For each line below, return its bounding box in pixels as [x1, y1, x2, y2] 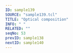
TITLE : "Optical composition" [5, 17, 69, 22]
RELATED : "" [5, 26, 30, 31]
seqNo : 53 [5, 31, 26, 36]
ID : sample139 [5, 7, 35, 13]
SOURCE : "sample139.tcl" [5, 12, 57, 17]
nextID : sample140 [5, 40, 44, 45]
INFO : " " [5, 21, 26, 27]
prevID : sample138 [5, 36, 44, 41]
